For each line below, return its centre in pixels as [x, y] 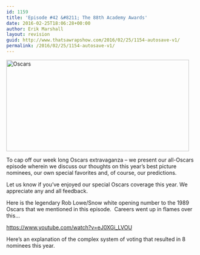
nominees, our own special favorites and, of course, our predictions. [92, 172]
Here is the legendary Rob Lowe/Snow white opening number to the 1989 [98, 202]
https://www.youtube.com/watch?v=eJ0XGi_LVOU [69, 227]
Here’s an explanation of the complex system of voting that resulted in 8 [96, 239]
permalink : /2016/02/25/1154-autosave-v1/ [61, 46]
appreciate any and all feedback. [47, 191]
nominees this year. [31, 245]
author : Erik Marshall [35, 29]
